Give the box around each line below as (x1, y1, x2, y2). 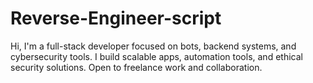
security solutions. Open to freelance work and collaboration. (10, 61, 263, 73)
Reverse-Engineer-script (10, 7, 222, 30)
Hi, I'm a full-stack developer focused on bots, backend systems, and (10, 40, 297, 52)
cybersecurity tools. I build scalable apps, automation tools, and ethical (10, 50, 303, 62)
